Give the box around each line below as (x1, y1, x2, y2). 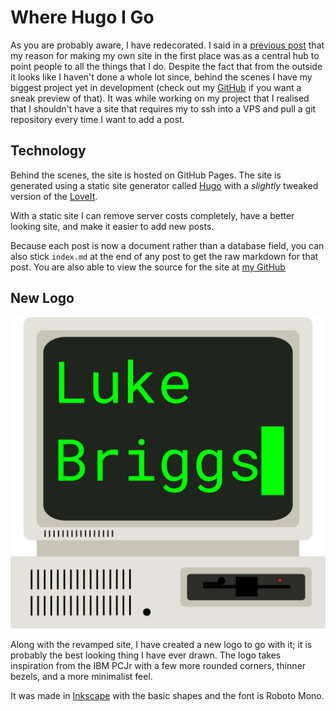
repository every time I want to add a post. (10, 113, 185, 125)
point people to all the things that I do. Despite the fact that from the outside (10, 60, 323, 72)
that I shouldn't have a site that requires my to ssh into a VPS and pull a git (10, 102, 317, 115)
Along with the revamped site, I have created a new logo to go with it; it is (10, 638, 313, 650)
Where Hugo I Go (10, 6, 155, 29)
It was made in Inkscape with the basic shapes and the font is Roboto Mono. (10, 689, 325, 701)
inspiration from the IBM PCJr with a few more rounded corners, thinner (10, 659, 307, 671)
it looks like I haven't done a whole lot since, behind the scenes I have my (10, 71, 313, 83)
